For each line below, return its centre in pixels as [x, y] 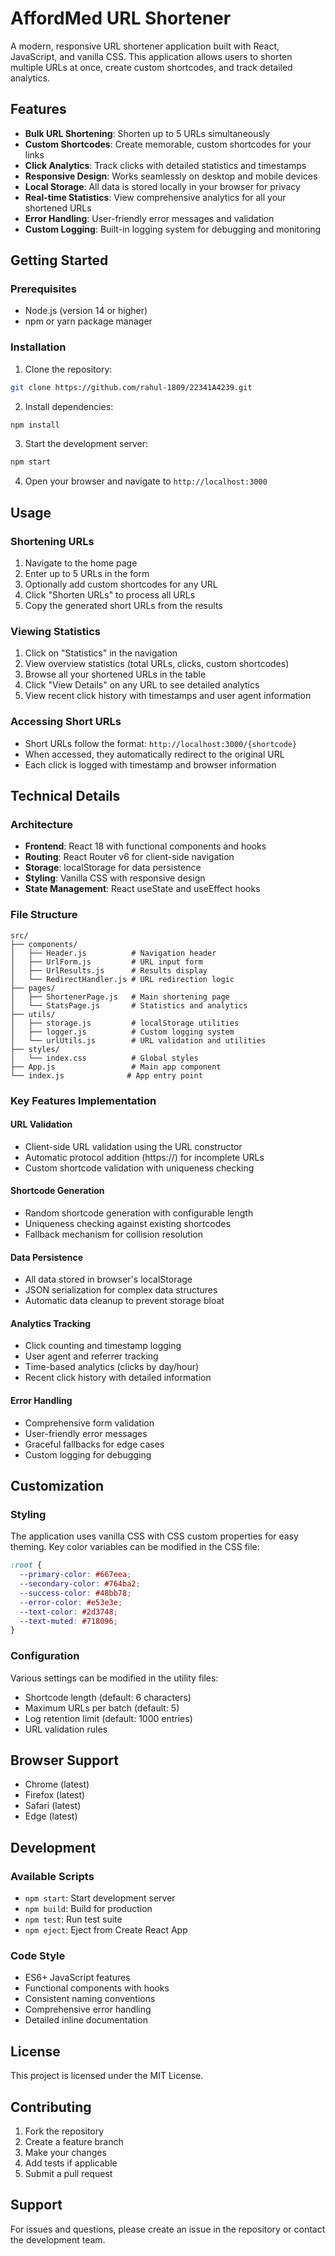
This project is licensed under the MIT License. [107, 2076]
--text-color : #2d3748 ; [68, 1612]
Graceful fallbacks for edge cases [94, 1444]
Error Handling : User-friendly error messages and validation [149, 218]
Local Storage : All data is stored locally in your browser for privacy [162, 186]
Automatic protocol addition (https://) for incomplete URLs [144, 1157]
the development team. [58, 2239]
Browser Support [65, 1760]
